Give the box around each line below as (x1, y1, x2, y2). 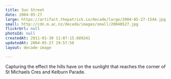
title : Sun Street (5, 7, 45, 13)
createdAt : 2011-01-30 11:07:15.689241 (5, 36, 91, 41)
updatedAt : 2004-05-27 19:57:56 (5, 41, 74, 46)
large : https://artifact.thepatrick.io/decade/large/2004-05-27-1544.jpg (5, 17, 166, 22)
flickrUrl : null (5, 26, 40, 31)
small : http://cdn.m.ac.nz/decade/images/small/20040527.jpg (5, 21, 139, 27)
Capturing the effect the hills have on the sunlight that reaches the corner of (5, 63, 166, 69)
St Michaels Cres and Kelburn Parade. (5, 69, 85, 75)
